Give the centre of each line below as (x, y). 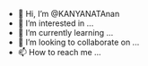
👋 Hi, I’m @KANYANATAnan (69, 14)
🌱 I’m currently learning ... (65, 33)
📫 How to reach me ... (59, 52)
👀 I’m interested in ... (56, 23)
